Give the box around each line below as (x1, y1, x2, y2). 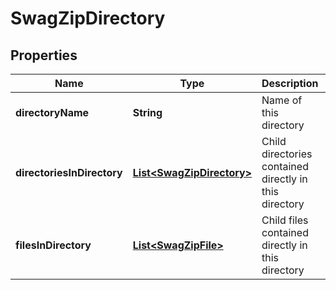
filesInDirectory (15, 238, 92, 252)
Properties (10, 47, 78, 64)
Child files (261, 213, 309, 227)
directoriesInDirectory (15, 166, 123, 179)
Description (261, 77, 319, 90)
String (132, 106, 163, 119)
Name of (261, 93, 303, 107)
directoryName (15, 106, 90, 119)
